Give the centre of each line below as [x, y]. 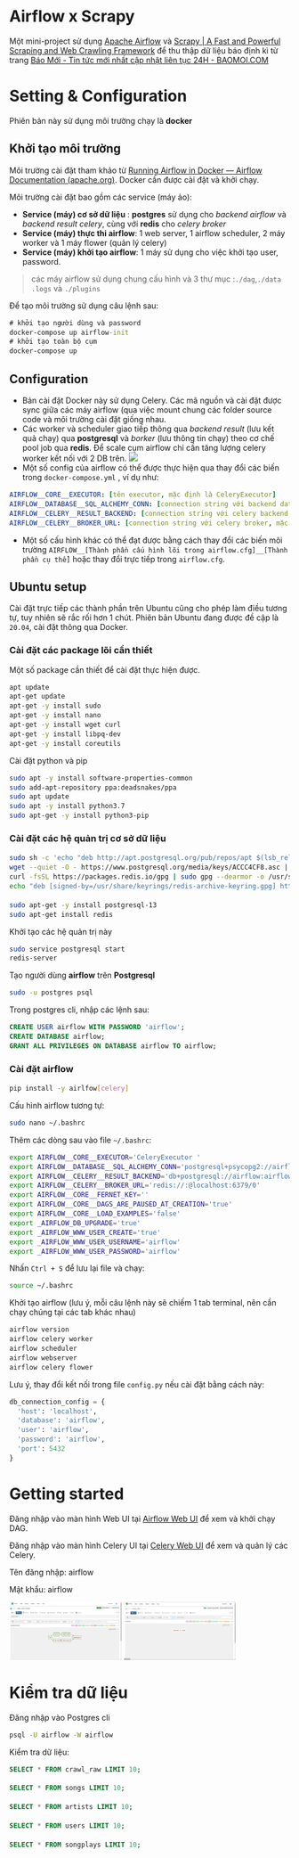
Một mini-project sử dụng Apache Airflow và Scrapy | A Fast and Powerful [145, 41]
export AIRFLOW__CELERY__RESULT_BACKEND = [87, 1176]
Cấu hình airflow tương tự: [57, 1105]
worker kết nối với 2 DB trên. [74, 458]
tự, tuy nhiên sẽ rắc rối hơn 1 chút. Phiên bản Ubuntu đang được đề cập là [144, 618]
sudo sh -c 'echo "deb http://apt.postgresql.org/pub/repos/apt [131, 858]
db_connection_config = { [57, 1402]
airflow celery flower [51, 1367]
